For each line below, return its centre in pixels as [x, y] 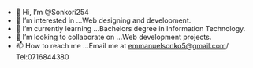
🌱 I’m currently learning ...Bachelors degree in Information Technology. [130, 29]
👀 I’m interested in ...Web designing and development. [103, 20]
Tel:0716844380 [42, 57]
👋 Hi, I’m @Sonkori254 [52, 12]
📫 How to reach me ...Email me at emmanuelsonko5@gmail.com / [122, 46]
